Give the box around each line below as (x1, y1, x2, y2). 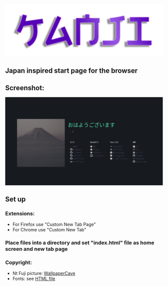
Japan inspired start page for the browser (5, 67, 138, 75)
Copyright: (5, 259, 32, 266)
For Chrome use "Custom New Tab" (12, 227, 86, 233)
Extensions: (5, 210, 35, 217)
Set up (5, 195, 26, 203)
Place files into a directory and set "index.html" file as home (5, 239, 154, 246)
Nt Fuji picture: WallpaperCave (12, 270, 75, 276)
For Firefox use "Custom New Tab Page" (12, 221, 96, 227)
